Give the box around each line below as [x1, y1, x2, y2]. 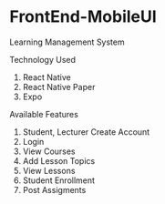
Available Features [9, 108, 79, 119]
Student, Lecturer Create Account [22, 126, 150, 138]
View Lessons [22, 165, 76, 176]
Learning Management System [9, 36, 125, 47]
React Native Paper [22, 81, 96, 92]
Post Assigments [22, 184, 87, 195]
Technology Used [9, 54, 76, 65]
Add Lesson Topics [22, 155, 96, 166]
